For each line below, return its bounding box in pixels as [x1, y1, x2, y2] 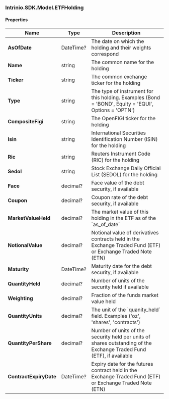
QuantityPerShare [8, 340, 52, 347]
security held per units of [91, 333, 151, 340]
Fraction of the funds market [91, 292, 159, 299]
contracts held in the [91, 235, 140, 242]
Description [112, 29, 141, 36]
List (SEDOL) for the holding [91, 171, 157, 178]
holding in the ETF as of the [91, 215, 156, 222]
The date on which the [91, 38, 144, 45]
